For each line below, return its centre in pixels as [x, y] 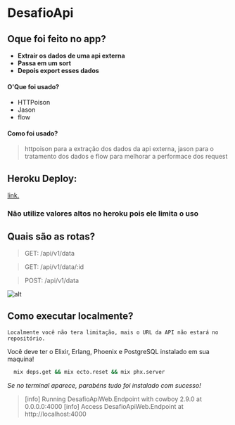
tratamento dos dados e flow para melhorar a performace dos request [126, 157]
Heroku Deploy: [42, 178]
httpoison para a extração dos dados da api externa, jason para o [119, 149]
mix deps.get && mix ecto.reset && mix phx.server [89, 372]
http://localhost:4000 [55, 414]
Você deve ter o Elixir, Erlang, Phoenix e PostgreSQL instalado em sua [108, 351]
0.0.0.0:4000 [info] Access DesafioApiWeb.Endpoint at [104, 406]
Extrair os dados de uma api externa [71, 55]
